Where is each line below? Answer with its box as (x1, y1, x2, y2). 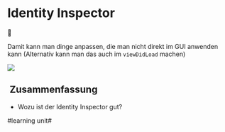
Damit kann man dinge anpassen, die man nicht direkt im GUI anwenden (7, 42, 219, 50)
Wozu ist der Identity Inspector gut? (17, 102, 123, 111)
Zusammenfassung (9, 84, 98, 96)
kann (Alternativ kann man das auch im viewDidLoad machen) (7, 50, 186, 58)
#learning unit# (7, 116, 52, 125)
